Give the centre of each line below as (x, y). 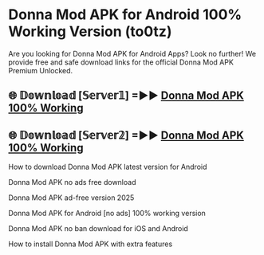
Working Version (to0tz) (90, 31)
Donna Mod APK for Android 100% (125, 15)
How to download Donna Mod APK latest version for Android (108, 167)
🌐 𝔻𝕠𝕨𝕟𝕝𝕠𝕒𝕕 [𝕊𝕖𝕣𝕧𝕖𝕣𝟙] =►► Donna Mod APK (126, 96)
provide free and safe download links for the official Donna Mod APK (121, 62)
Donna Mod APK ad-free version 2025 (71, 198)
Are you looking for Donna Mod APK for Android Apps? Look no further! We (132, 53)
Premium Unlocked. (41, 70)
